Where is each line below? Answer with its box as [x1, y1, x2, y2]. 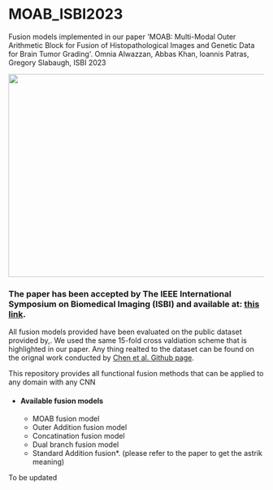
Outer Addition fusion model [32, 423, 128, 432]
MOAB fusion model [32, 414, 100, 423]
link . [8, 308, 27, 319]
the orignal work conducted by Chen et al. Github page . [8, 353, 195, 362]
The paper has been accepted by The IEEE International [8, 288, 232, 299]
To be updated [8, 473, 58, 483]
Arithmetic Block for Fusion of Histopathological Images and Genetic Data [8, 40, 255, 50]
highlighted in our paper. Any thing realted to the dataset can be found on [8, 345, 254, 354]
